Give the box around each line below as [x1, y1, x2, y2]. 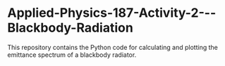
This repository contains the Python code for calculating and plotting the [7, 43, 219, 51]
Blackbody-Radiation [7, 20, 134, 36]
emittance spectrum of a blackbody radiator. [7, 51, 137, 59]
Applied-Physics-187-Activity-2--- [7, 5, 217, 21]
